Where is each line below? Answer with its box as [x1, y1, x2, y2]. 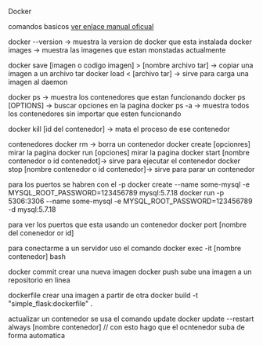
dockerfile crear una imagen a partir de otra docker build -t [8, 290, 198, 300]
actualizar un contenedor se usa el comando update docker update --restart [8, 314, 254, 323]
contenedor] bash [8, 252, 67, 261]
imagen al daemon [8, 78, 68, 86]
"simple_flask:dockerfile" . [8, 299, 93, 308]
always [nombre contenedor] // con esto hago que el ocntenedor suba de [8, 322, 245, 332]
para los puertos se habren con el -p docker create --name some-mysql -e [8, 180, 250, 189]
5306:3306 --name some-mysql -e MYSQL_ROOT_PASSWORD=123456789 [8, 196, 253, 206]
